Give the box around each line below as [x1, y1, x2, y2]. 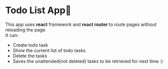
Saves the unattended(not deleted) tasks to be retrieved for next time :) [12, 58, 163, 64]
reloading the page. [5, 26, 47, 32]
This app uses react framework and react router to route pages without [5, 21, 157, 27]
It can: [5, 32, 19, 38]
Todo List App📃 [5, 5, 72, 16]
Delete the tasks [12, 53, 48, 59]
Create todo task [12, 42, 49, 48]
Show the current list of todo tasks [12, 47, 86, 53]
